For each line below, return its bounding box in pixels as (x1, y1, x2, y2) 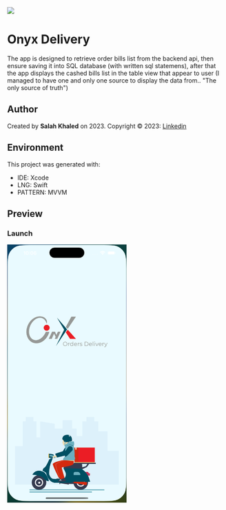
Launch (7, 229, 33, 238)
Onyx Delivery (7, 32, 90, 47)
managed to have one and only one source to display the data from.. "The (7, 76, 217, 85)
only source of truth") (7, 83, 69, 92)
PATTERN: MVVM (17, 188, 68, 196)
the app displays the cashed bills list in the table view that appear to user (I (7, 69, 220, 77)
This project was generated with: (7, 160, 101, 168)
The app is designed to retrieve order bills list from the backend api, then (7, 54, 214, 63)
